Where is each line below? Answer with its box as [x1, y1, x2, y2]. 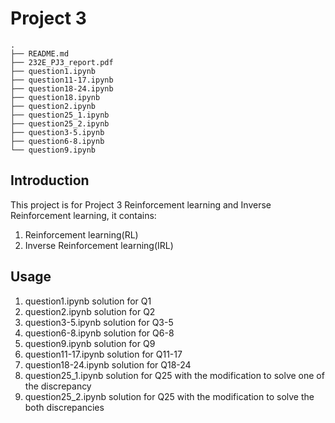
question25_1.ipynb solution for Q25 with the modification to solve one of [24, 369, 325, 381]
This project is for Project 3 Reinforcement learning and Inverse [10, 198, 272, 211]
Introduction [10, 172, 90, 189]
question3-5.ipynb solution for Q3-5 [24, 316, 174, 328]
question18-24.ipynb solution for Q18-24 [24, 358, 192, 371]
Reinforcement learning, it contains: [10, 209, 157, 221]
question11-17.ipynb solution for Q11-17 [24, 348, 183, 360]
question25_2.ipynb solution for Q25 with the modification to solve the [24, 390, 315, 402]
